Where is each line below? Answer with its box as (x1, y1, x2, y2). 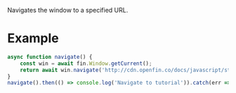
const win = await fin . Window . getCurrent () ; (20, 59, 152, 67)
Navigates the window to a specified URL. (7, 6, 129, 14)
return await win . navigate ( (20, 66, 102, 73)
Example (7, 31, 59, 46)
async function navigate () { (7, 53, 93, 60)
